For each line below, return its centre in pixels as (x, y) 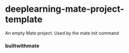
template (24, 19)
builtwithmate (22, 46)
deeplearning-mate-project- (65, 9)
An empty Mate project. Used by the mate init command (62, 33)
